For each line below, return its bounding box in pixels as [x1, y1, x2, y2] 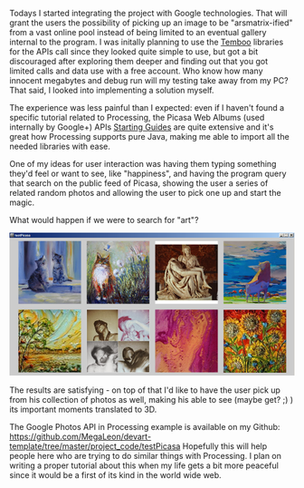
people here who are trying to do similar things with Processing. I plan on [9, 451, 282, 461]
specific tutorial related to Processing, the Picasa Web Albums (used [9, 112, 265, 122]
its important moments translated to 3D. [9, 404, 157, 415]
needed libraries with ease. [9, 141, 111, 151]
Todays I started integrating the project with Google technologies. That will [9, 8, 288, 18]
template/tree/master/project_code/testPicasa [9, 441, 181, 452]
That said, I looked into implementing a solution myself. [9, 85, 214, 95]
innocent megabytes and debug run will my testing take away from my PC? [9, 75, 289, 85]
